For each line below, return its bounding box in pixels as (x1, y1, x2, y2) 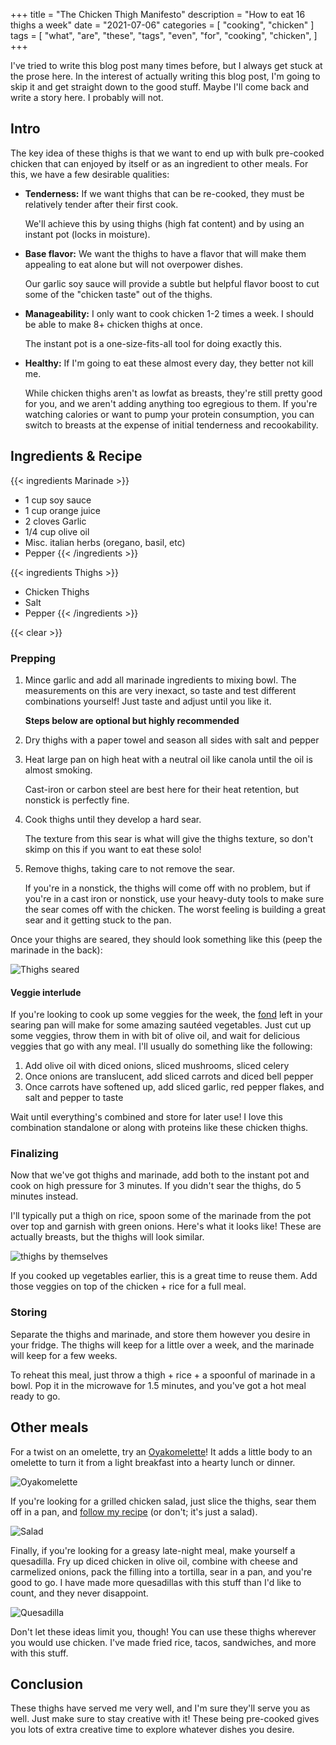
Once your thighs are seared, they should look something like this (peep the (10, 933, 323, 945)
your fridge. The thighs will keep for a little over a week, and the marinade (10, 1339, 315, 1351)
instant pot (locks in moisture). (24, 228, 151, 240)
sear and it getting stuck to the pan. (24, 914, 172, 926)
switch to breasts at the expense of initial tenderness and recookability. (24, 419, 319, 431)
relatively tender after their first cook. (24, 198, 179, 210)
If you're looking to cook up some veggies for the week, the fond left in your (10, 1009, 323, 1021)
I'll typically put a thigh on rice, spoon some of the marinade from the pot (10, 1210, 312, 1222)
